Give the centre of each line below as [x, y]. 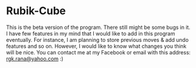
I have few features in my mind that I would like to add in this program [91, 33]
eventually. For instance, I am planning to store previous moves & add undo [97, 40]
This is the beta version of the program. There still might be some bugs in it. [98, 27]
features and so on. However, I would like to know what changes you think [97, 46]
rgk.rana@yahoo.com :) [35, 59]
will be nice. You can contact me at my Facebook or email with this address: [98, 52]
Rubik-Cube [36, 11]
